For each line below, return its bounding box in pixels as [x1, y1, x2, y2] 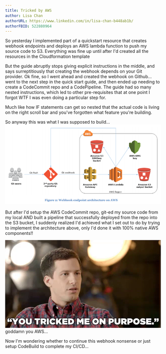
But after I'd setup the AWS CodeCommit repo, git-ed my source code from [5, 209, 159, 215]
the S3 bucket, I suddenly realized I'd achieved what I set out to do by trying [5, 220, 160, 226]
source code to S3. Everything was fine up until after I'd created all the [5, 48, 149, 54]
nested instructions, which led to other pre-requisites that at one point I [5, 89, 150, 95]
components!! [5, 230, 34, 236]
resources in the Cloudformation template [5, 53, 90, 59]
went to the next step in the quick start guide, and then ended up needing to [5, 79, 160, 85]
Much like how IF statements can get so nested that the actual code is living [5, 104, 160, 110]
